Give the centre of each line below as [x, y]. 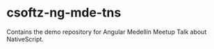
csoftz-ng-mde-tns [64, 13]
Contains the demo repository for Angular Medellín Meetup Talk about [107, 32]
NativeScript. [25, 39]
